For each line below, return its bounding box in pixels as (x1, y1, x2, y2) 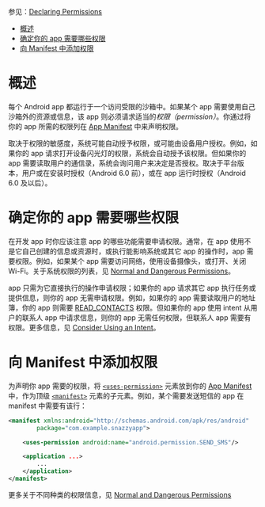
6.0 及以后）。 (8, 177, 52, 188)
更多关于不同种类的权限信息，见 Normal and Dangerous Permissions (8, 490, 232, 499)
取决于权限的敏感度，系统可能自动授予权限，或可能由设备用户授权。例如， (8, 138, 251, 148)
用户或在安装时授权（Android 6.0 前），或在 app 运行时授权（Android (21, 168, 247, 177)
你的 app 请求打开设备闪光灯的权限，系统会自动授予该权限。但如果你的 (14, 148, 247, 158)
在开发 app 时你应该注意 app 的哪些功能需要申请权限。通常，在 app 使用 (8, 236, 244, 246)
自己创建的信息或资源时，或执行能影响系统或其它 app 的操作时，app (21, 246, 245, 256)
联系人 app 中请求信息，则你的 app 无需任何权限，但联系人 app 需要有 (21, 312, 252, 322)
